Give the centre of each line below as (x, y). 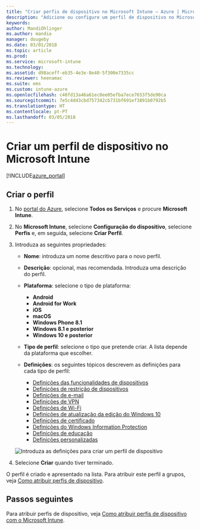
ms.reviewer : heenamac (34, 78)
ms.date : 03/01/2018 (32, 45)
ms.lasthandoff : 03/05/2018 (41, 117)
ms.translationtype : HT (36, 106)
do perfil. (35, 274)
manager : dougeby (28, 39)
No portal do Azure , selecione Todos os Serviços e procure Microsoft (101, 209)
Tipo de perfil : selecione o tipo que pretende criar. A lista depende (105, 347)
